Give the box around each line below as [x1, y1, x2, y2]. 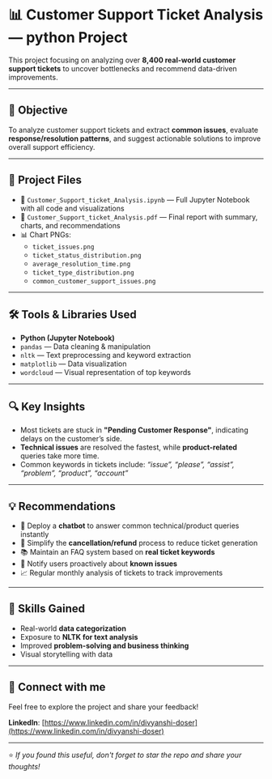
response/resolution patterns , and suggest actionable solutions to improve [8, 134, 261, 143]
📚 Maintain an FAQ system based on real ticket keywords [19, 547, 215, 556]
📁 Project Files [8, 173, 83, 187]
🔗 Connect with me [8, 680, 106, 694]
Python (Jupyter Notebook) [19, 333, 115, 343]
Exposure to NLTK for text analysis [19, 632, 138, 641]
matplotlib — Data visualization [19, 359, 127, 368]
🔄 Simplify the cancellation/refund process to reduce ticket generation [19, 538, 258, 547]
